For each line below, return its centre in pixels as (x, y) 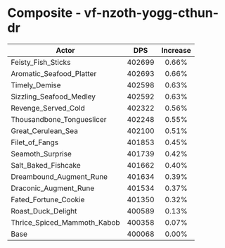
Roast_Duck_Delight (44, 211)
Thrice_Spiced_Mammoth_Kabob (66, 222)
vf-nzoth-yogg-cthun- (152, 13)
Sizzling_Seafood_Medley (53, 97)
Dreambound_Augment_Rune (59, 176)
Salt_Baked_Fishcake (46, 165)
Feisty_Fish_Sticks (41, 62)
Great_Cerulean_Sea (45, 130)
